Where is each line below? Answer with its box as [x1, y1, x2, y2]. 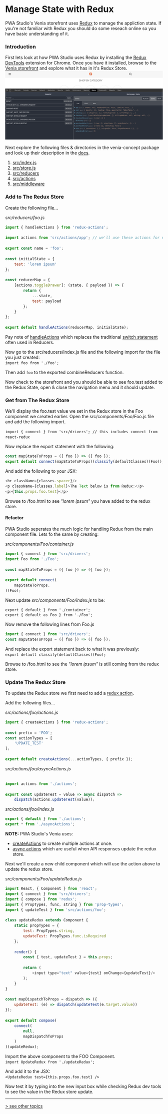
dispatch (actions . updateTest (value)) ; [14, 797, 95, 802]
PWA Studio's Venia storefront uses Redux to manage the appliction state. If [5, 20, 161, 26]
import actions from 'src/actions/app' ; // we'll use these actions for [5, 235, 160, 241]
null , [23, 1028, 35, 1033]
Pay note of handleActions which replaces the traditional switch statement [5, 334, 158, 340]
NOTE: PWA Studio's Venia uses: [5, 831, 73, 837]
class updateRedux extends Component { [5, 918, 88, 923]
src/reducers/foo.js [5, 214, 45, 221]
